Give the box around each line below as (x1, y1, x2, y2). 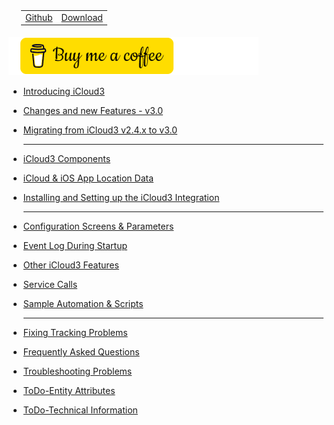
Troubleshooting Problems (22, 365, 133, 378)
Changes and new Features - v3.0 (22, 105, 164, 117)
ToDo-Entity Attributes (22, 385, 116, 397)
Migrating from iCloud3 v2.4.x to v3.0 (22, 124, 178, 136)
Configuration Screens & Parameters (22, 220, 175, 233)
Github (25, 11, 53, 23)
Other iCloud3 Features (22, 259, 120, 271)
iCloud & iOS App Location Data (22, 172, 155, 184)
